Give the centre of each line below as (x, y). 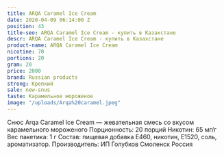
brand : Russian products (42, 77)
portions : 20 (26, 58)
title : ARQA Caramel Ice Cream (52, 13)
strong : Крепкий (30, 84)
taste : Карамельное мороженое (50, 97)
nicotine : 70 (26, 52)
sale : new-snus (29, 90)
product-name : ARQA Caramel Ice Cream (62, 45)
